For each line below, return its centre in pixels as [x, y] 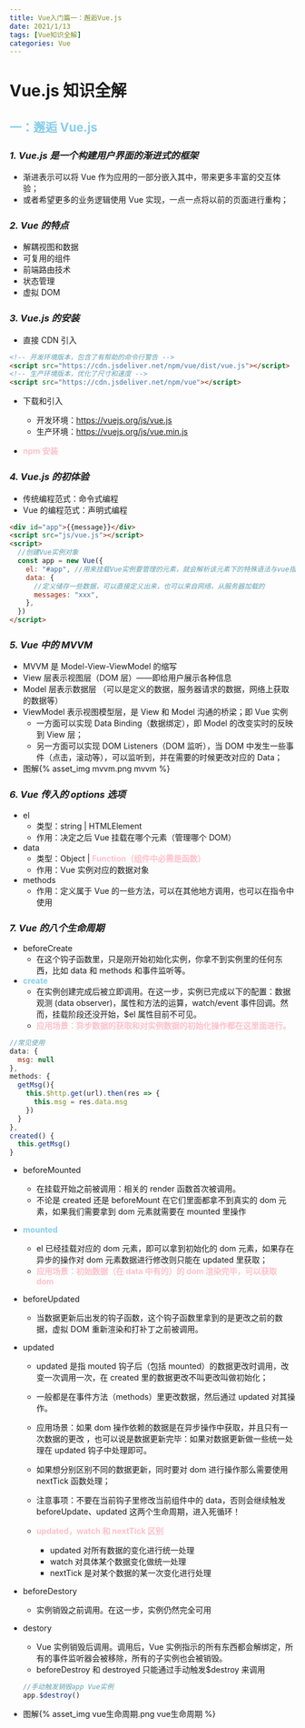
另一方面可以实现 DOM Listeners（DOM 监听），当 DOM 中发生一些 [161, 746]
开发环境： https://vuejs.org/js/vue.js [104, 420]
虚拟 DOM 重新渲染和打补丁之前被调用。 [128, 1330]
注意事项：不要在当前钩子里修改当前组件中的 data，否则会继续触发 [161, 1501]
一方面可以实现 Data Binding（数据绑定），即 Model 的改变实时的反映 [164, 723]
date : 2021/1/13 [40, 26]
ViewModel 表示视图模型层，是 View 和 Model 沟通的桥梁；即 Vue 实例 [155, 712]
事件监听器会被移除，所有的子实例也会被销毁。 [140, 1658]
